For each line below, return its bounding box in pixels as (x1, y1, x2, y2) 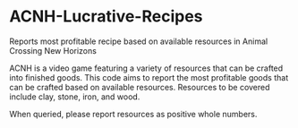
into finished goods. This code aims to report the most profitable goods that (9, 72, 289, 82)
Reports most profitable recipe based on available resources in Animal (9, 36, 268, 47)
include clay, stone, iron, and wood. (9, 91, 140, 102)
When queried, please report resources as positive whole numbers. (9, 108, 258, 119)
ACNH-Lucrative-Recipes (9, 6, 203, 27)
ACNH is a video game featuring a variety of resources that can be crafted (9, 63, 284, 73)
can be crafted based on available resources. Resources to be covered (9, 81, 270, 92)
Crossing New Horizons (9, 45, 97, 55)
